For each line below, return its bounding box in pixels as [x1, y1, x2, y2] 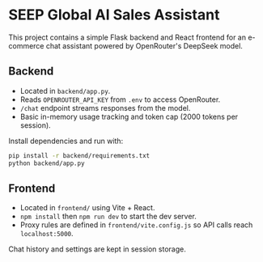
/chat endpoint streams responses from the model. [19, 103, 191, 112]
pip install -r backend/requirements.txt [8, 151, 151, 159]
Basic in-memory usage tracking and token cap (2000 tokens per [19, 112, 239, 121]
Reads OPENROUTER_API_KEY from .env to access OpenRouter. [19, 95, 221, 104]
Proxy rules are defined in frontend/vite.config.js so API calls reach [19, 220, 253, 230]
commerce [8, 40, 45, 50]
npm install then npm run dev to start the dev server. [19, 212, 197, 222]
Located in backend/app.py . [19, 86, 111, 95]
